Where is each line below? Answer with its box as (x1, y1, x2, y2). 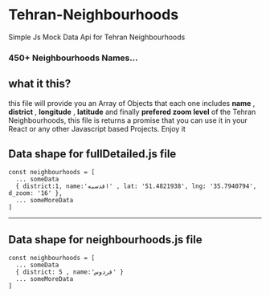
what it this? (8, 77, 72, 91)
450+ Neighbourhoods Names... (8, 52, 138, 63)
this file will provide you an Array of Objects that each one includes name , (8, 98, 256, 108)
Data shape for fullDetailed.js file (8, 147, 177, 161)
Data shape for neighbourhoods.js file (8, 233, 202, 246)
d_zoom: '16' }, (8, 189, 63, 197)
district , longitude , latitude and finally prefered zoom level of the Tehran (8, 107, 256, 116)
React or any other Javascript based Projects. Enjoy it (8, 124, 186, 133)
